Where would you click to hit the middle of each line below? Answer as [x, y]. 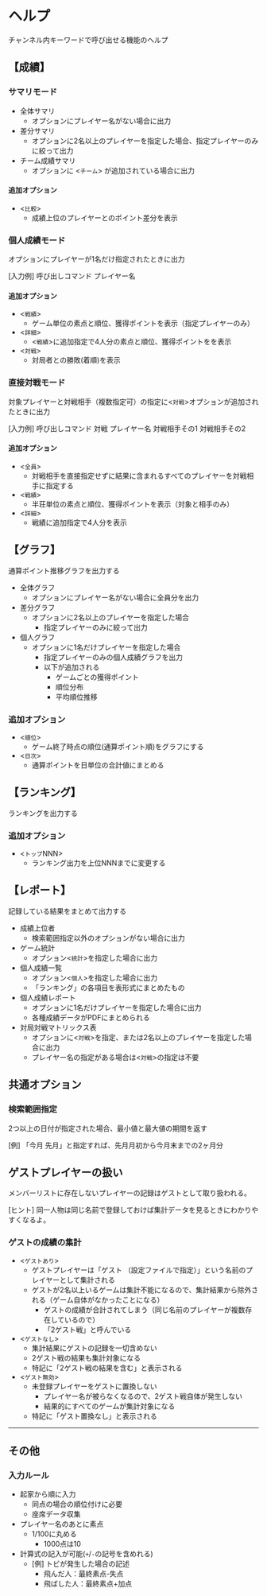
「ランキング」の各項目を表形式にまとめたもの [108, 988]
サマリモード [33, 92]
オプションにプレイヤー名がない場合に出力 [101, 121]
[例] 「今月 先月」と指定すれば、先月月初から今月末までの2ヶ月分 [116, 1145]
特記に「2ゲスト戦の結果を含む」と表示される [107, 1368]
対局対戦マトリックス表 [58, 1027]
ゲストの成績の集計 [45, 1243]
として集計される [87, 1280]
